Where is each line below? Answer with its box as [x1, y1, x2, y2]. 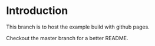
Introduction [6, 4, 68, 17]
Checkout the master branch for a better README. [6, 34, 128, 41]
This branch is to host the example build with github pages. [6, 23, 150, 30]
